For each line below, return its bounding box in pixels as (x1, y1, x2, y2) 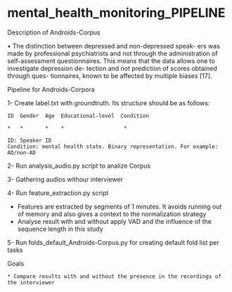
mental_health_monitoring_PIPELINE (7, 5, 226, 21)
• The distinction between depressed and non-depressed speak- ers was (7, 41, 220, 50)
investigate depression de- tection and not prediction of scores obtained (7, 64, 217, 72)
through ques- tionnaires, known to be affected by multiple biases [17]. (7, 72, 212, 80)
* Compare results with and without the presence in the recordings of (7, 272, 221, 280)
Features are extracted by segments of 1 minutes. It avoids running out (17, 202, 222, 211)
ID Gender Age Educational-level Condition (7, 112, 150, 119)
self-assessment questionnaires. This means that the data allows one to (7, 56, 216, 65)
